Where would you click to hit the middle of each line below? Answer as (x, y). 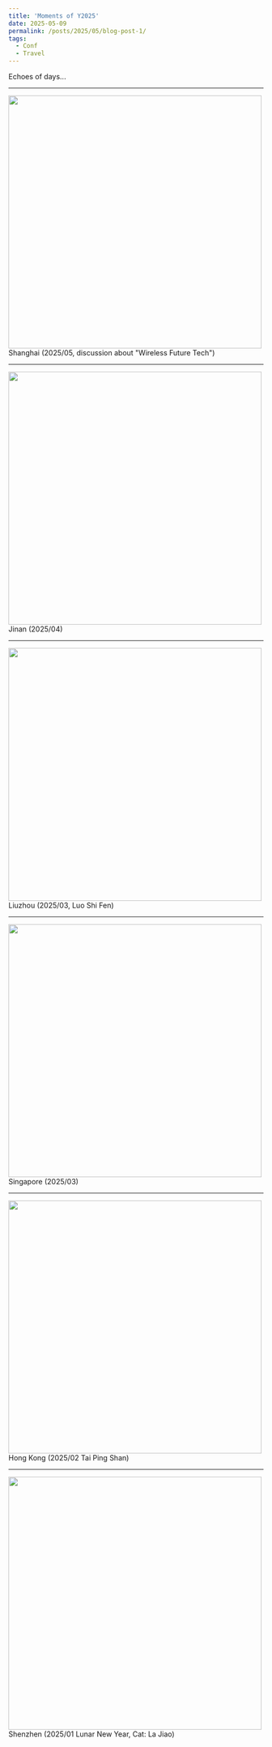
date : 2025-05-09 (38, 23)
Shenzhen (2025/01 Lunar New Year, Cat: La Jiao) (92, 1734)
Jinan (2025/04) (36, 629)
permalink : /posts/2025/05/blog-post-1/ (78, 31)
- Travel (30, 53)
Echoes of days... (37, 77)
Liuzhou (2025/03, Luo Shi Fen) (62, 905)
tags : (17, 38)
